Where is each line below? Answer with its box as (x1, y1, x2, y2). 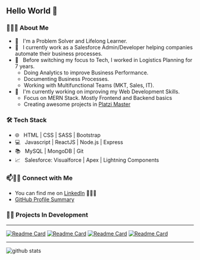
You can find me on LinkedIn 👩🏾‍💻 (14, 190, 97, 197)
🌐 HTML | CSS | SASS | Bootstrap (14, 131, 101, 139)
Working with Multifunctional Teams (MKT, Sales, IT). (23, 82, 155, 89)
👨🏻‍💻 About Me (6, 24, 49, 32)
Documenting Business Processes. (23, 75, 110, 82)
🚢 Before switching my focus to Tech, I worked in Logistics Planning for (14, 56, 193, 63)
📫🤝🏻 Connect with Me (6, 174, 73, 182)
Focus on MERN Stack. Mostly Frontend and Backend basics (23, 94, 173, 101)
